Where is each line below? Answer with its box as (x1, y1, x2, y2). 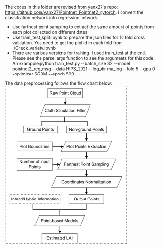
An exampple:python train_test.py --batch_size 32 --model (12, 61, 131, 66)
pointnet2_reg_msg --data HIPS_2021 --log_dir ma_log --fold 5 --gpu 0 (12, 66, 155, 72)
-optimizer (12, 71, 33, 76)
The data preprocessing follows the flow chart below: (5, 80, 113, 86)
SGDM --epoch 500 (34, 71, 75, 76)
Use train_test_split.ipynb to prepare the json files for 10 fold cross (12, 34, 145, 40)
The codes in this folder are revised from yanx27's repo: (5, 4, 118, 10)
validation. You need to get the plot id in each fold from (12, 40, 123, 46)
